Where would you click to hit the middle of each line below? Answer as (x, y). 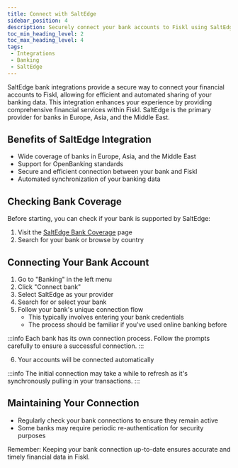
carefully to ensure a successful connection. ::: (76, 346)
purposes (32, 435)
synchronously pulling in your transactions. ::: (74, 381)
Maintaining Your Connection (73, 403)
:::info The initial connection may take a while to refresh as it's (97, 374)
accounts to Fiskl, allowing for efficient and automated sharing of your (109, 94)
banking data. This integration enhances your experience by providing (110, 102)
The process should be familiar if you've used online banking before (127, 325)
